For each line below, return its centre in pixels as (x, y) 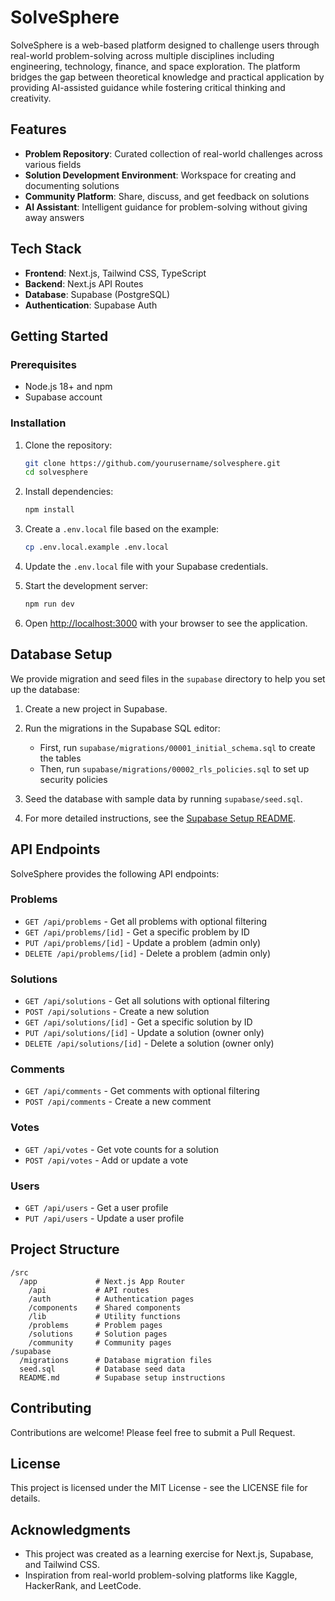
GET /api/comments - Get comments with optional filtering (142, 1091)
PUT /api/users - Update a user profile (104, 1218)
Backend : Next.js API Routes (84, 283)
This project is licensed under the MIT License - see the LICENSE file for (159, 1488)
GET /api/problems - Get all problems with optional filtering (146, 921)
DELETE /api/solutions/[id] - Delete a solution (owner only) (149, 1043)
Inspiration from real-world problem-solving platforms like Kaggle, (161, 1575)
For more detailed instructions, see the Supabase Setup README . (160, 818)
